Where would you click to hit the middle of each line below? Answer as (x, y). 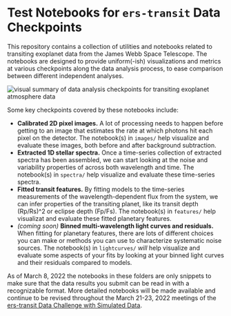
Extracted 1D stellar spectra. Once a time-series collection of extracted (119, 152)
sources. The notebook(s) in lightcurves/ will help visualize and (108, 248)
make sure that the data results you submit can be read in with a (98, 283)
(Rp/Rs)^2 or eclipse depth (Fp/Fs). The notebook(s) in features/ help (116, 211)
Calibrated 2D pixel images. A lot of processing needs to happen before (120, 123)
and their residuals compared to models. (74, 262)
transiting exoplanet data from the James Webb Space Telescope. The (107, 54)
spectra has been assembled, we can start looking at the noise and (112, 159)
